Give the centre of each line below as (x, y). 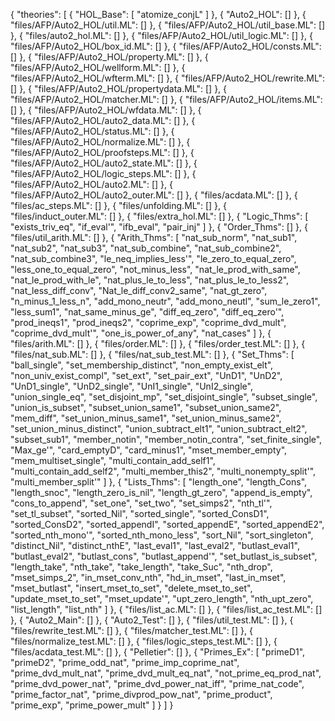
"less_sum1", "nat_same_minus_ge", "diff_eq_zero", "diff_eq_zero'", (147, 312)
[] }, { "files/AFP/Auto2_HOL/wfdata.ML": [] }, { (106, 110)
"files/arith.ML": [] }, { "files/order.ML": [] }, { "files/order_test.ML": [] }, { (158, 343)
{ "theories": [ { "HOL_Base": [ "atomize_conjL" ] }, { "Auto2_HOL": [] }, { (158, 14)
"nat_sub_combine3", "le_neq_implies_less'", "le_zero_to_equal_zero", (153, 258)
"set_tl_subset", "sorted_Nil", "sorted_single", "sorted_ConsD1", (140, 513)
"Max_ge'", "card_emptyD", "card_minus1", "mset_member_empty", (149, 450)
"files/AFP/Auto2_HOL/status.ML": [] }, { (92, 131)
